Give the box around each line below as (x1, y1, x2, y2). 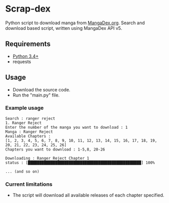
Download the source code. (12, 86, 71, 92)
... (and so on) (5, 169, 39, 174)
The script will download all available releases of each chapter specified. (12, 192, 164, 198)
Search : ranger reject (5, 116, 56, 121)
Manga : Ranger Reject (5, 129, 53, 134)
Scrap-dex (5, 3, 51, 15)
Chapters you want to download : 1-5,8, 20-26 (5, 147, 105, 152)
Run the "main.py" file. (12, 92, 60, 98)
